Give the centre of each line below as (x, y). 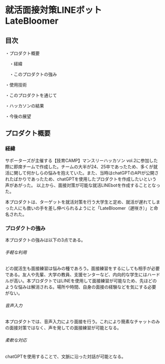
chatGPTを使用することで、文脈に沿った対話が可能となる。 (66, 356)
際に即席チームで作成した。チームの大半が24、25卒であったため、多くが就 (82, 167)
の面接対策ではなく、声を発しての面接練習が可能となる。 (63, 328)
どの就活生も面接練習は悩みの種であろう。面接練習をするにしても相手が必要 (82, 269)
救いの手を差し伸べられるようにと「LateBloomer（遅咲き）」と (90, 208)
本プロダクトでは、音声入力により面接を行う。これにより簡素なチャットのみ (82, 321)
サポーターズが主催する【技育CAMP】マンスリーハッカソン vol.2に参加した (82, 160)
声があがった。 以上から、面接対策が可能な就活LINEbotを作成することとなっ (83, 185)
